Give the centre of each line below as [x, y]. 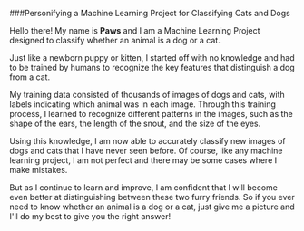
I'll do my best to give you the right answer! [90, 216]
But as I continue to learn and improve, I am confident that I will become [144, 188]
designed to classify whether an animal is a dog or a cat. [115, 40]
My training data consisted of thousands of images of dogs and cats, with [147, 95]
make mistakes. [39, 170]
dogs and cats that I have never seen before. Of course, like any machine [146, 150]
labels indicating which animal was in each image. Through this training [143, 104]
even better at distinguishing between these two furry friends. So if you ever [152, 197]
